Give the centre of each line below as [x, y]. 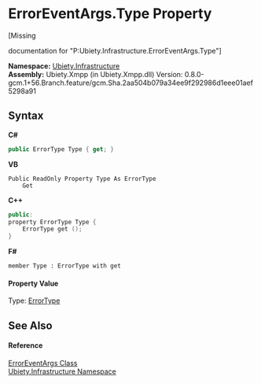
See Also [30, 325]
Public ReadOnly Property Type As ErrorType [82, 179]
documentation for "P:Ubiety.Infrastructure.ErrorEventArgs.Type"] [115, 50]
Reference [26, 345]
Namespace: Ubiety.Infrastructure [64, 66]
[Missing [22, 35]
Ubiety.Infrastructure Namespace [62, 371]
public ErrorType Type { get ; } [61, 149]
